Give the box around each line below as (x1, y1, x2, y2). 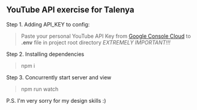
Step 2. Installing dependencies (6, 50, 85, 58)
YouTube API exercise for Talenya (6, 5, 135, 15)
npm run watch (20, 85, 59, 93)
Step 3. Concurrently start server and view (6, 73, 112, 81)
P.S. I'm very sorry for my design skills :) (6, 97, 106, 104)
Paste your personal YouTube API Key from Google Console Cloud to (20, 32, 191, 40)
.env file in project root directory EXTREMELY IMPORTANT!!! (20, 38, 171, 46)
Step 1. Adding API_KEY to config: (6, 20, 90, 28)
